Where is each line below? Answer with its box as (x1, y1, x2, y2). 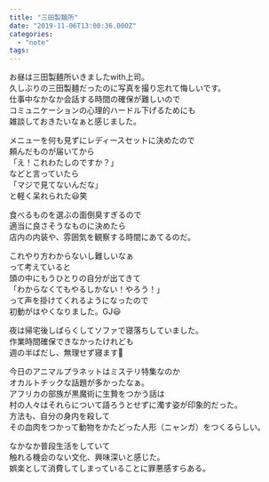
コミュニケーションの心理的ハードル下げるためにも (9, 105, 196, 116)
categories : (9, 29, 53, 38)
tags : (9, 46, 29, 55)
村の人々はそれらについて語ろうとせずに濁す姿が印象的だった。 (9, 399, 242, 410)
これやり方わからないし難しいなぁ (9, 251, 134, 261)
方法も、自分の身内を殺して (9, 411, 111, 422)
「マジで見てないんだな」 (9, 180, 103, 190)
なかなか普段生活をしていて (9, 441, 111, 452)
